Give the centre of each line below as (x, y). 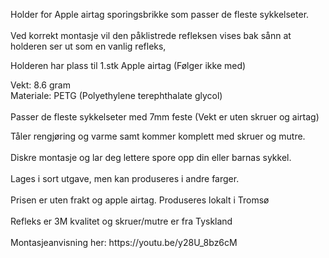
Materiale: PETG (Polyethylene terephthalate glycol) (116, 95)
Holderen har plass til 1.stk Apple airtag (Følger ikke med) (128, 65)
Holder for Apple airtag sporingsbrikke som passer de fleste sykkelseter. (160, 14)
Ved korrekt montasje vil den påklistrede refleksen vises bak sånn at (151, 35)
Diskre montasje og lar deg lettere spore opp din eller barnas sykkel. (151, 157)
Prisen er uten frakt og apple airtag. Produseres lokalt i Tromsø (140, 200)
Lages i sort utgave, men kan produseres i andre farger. (125, 178)
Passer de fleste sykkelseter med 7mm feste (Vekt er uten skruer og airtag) (165, 117)
